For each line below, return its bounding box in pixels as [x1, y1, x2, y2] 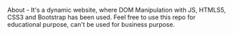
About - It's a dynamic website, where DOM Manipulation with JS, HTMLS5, [7, 6, 227, 14]
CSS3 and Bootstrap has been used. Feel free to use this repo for [7, 13, 196, 21]
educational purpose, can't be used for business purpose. [7, 21, 175, 28]
